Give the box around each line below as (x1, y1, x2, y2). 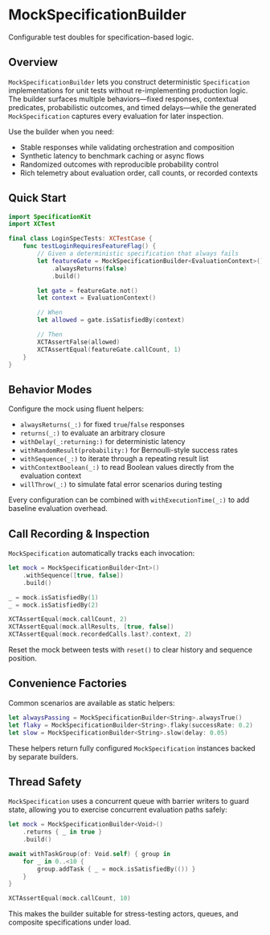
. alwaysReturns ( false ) (51, 264, 128, 273)
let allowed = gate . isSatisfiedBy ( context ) (37, 316, 185, 324)
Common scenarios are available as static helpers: (8, 698, 175, 707)
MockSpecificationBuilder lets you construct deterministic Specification (8, 76, 251, 86)
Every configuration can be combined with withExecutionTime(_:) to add (8, 495, 250, 505)
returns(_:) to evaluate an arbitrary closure (19, 428, 166, 438)
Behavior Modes (8, 382, 92, 396)
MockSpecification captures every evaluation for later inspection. (8, 111, 224, 121)
